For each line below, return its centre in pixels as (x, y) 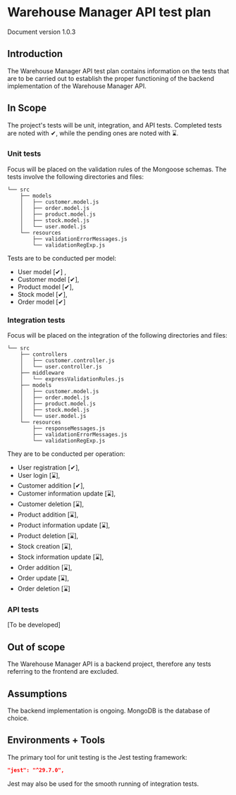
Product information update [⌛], (64, 525)
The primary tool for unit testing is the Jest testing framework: (98, 757)
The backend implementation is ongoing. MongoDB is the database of (109, 711)
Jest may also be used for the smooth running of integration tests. (103, 784)
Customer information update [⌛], (67, 493)
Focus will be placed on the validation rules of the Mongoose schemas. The (117, 169)
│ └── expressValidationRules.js (72, 379)
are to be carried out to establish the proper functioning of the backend (111, 78)
